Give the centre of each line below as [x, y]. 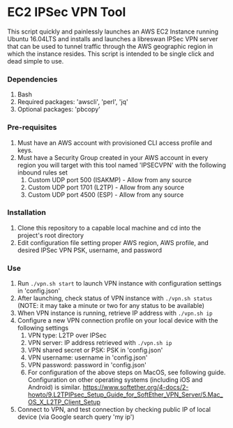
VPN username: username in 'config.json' [88, 357]
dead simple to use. [36, 61]
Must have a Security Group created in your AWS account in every [113, 157]
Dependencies [32, 79]
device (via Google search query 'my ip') [76, 417]
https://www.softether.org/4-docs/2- [136, 388]
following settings [43, 328]
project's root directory [51, 235]
